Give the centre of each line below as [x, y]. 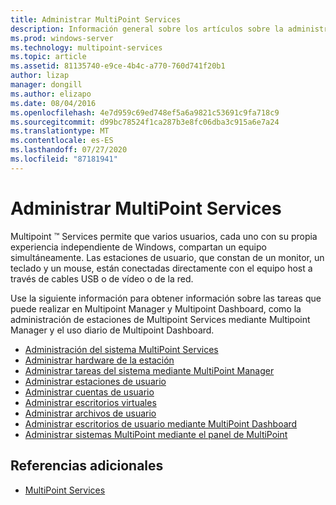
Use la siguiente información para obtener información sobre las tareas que [166, 298]
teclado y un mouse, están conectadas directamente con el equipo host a [161, 268]
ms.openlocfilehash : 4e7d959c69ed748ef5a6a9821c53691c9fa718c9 [145, 112]
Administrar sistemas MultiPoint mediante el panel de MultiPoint [156, 434]
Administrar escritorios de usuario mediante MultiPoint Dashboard [161, 423]
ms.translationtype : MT [60, 131]
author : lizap [40, 76]
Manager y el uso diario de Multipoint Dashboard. [112, 330]
